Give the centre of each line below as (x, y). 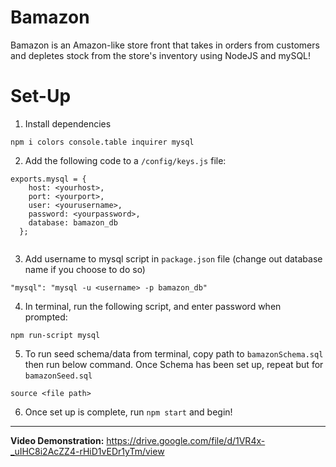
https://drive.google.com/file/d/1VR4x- (186, 440)
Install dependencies (68, 123)
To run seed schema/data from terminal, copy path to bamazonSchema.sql (174, 353)
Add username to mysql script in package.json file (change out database (173, 258)
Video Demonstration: (57, 440)
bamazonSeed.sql (58, 376)
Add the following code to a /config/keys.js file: (125, 160)
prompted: (46, 317)
